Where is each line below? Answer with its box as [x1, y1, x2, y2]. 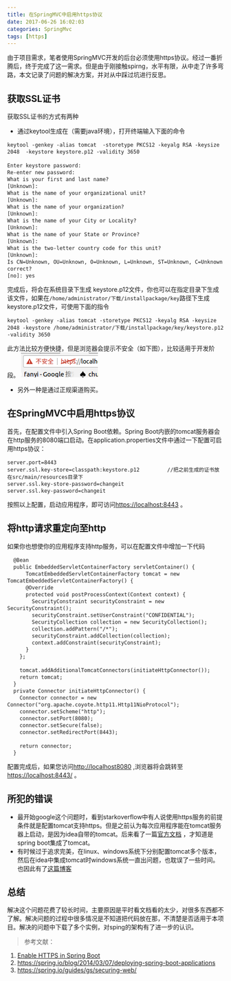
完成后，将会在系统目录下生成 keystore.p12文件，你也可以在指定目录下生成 [7, 286, 219, 294]
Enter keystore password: [7, 162, 81, 169]
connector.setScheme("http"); [19, 708, 107, 715]
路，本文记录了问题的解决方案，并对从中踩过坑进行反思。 [7, 71, 170, 79]
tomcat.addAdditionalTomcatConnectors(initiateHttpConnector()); [19, 666, 211, 674]
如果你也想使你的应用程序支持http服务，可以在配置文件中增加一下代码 [7, 542, 206, 550]
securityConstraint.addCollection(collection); [32, 632, 170, 640]
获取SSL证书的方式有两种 [7, 112, 79, 120]
